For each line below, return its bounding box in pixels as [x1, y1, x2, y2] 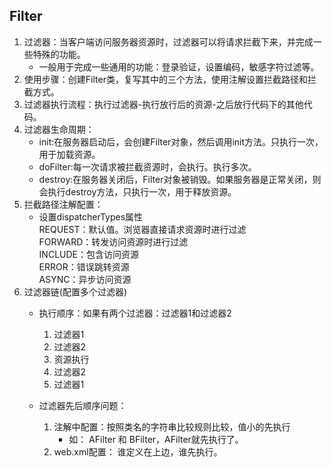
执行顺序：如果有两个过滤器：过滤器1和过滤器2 [38, 307, 232, 319]
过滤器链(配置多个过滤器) [23, 285, 128, 298]
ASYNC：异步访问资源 [38, 273, 132, 285]
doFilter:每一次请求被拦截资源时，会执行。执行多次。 [38, 160, 257, 173]
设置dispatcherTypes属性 [38, 210, 144, 223]
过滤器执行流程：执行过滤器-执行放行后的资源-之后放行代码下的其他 [23, 98, 304, 110]
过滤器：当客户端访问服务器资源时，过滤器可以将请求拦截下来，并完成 [23, 35, 314, 48]
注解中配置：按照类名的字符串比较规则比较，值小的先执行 [53, 420, 291, 433]
